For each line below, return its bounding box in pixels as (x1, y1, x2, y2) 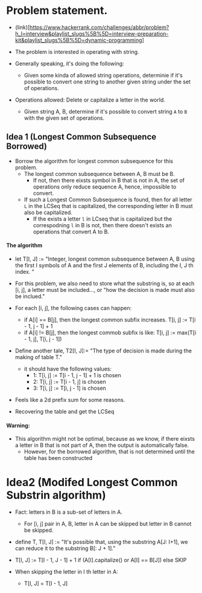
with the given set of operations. (24, 114, 105, 122)
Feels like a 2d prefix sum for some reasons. (14, 396, 125, 403)
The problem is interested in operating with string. (14, 48, 140, 55)
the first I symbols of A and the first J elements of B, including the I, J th (14, 261, 194, 269)
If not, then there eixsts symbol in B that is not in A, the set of (33, 177, 185, 184)
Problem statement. (6, 4, 108, 18)
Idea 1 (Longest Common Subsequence (6, 132, 157, 142)
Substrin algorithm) (6, 488, 107, 502)
